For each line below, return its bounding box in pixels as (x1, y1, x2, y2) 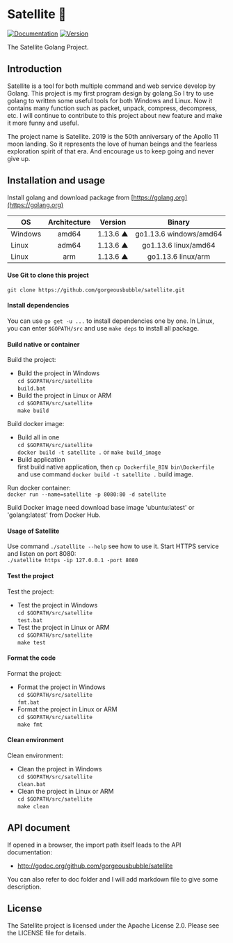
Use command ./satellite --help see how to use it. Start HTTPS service (7, 542, 219, 550)
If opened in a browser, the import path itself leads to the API (7, 840, 182, 849)
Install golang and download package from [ (7, 193, 134, 202)
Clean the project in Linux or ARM (17, 787, 114, 795)
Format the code (7, 654, 56, 662)
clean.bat (17, 780, 47, 787)
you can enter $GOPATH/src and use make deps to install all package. (7, 324, 200, 332)
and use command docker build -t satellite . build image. (17, 470, 193, 478)
